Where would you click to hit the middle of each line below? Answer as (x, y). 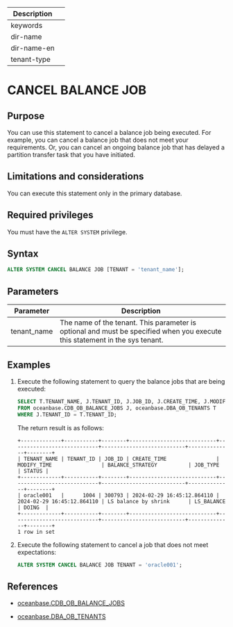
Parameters (33, 291)
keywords (27, 25)
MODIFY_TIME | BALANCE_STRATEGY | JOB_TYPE (118, 465)
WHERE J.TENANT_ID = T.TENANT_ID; (67, 414)
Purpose (26, 116)
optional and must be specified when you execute (141, 332)
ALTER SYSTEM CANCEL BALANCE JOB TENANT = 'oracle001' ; (100, 565)
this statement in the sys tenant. (112, 340)
